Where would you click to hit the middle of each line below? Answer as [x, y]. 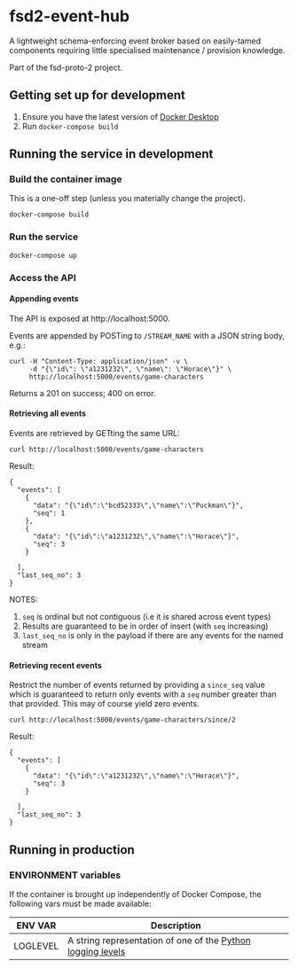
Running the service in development [111, 154]
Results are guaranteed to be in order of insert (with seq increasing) [145, 626]
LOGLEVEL [36, 946]
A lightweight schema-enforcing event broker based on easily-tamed [135, 41]
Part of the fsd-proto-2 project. [66, 67]
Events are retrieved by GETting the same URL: [94, 434]
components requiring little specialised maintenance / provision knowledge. [147, 50]
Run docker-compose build [70, 126]
